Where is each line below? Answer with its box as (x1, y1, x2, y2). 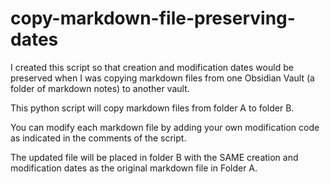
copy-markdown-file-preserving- (10, 7, 296, 30)
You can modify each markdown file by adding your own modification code (10, 121, 320, 133)
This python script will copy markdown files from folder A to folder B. (10, 102, 295, 114)
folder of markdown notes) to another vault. (10, 82, 190, 94)
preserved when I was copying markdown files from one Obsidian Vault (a (10, 72, 315, 84)
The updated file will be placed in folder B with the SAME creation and (10, 151, 299, 163)
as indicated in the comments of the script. (10, 132, 187, 144)
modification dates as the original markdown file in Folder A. (10, 162, 258, 174)
